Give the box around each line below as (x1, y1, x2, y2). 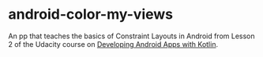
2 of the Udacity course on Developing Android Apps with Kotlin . (8, 39, 219, 48)
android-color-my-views (8, 5, 174, 23)
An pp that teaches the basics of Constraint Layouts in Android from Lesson (8, 31, 255, 41)
